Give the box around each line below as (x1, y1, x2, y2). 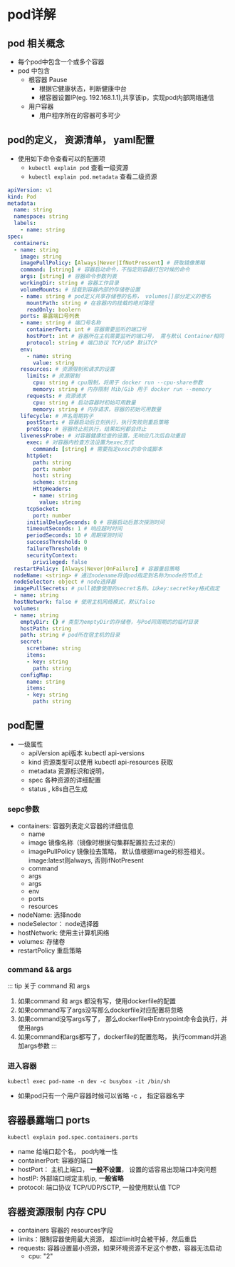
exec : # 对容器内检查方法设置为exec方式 (26, 439, 134, 447)
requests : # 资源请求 (26, 392, 87, 399)
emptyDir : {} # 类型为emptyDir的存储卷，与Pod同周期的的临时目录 (20, 618, 199, 625)
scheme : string (33, 479, 78, 486)
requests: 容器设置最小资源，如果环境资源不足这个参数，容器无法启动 (17, 1244, 222, 1253)
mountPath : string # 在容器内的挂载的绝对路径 (26, 299, 155, 307)
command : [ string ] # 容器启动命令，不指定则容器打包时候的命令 (20, 266, 190, 274)
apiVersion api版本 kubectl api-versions (28, 748, 145, 757)
